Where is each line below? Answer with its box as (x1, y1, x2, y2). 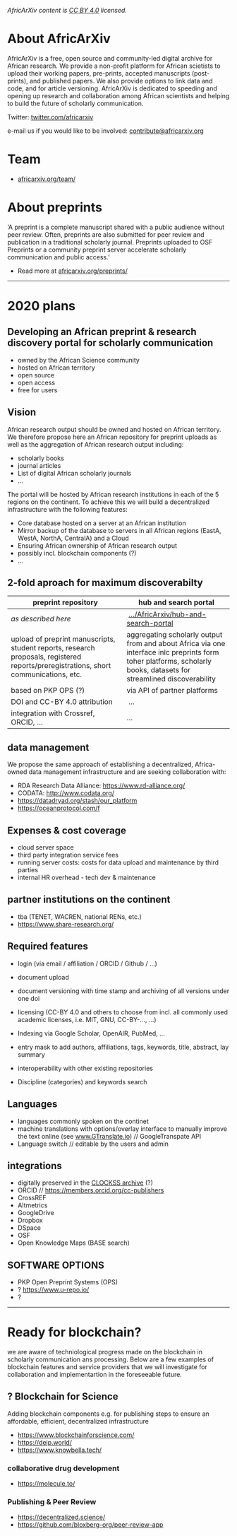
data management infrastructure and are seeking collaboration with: (28, 768, 226, 776)
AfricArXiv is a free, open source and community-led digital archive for (7, 54, 213, 62)
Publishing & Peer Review (7, 1497, 97, 1507)
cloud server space (17, 843, 74, 852)
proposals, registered (11, 652, 82, 662)
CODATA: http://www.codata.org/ (17, 789, 115, 797)
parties (17, 866, 39, 874)
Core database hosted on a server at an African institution (17, 519, 186, 527)
